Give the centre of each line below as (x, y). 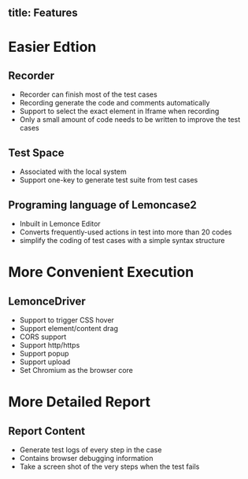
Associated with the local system (73, 171)
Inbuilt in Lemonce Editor (60, 224)
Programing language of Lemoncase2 (102, 205)
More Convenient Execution (101, 273)
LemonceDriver (47, 301)
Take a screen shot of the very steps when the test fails (109, 466)
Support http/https (50, 345)
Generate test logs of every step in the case (91, 450)
